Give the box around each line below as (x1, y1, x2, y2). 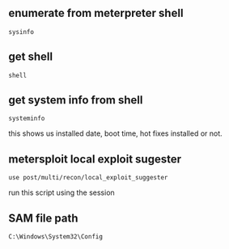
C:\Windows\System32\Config (8, 233, 104, 241)
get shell (8, 50, 53, 64)
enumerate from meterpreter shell (8, 6, 184, 20)
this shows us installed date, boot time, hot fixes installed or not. (8, 129, 223, 138)
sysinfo (8, 27, 35, 36)
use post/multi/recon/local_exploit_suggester (8, 174, 168, 182)
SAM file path (8, 211, 78, 225)
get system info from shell (8, 93, 143, 108)
